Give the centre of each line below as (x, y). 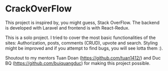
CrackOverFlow (38, 9)
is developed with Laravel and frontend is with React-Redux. (67, 27)
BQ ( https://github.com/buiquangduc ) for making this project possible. (78, 63)
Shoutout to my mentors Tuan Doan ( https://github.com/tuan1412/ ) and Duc (83, 57)
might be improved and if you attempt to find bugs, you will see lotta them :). (84, 48)
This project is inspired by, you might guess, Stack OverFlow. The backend (82, 22)
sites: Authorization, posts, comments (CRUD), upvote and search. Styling (81, 42)
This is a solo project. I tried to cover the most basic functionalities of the (80, 37)
